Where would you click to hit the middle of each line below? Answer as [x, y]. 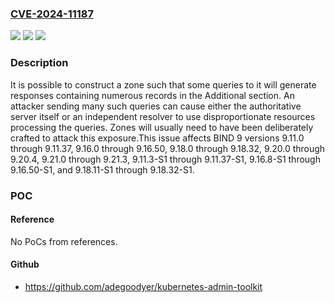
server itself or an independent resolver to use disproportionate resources [163, 116]
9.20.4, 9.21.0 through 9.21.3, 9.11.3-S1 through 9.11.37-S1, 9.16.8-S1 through [165, 159]
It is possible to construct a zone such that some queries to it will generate [163, 84]
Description [39, 63]
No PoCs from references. [64, 241]
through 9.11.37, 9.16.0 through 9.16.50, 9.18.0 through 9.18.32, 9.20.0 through [168, 148]
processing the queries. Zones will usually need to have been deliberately [162, 127]
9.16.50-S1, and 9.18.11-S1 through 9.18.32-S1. [102, 169]
